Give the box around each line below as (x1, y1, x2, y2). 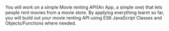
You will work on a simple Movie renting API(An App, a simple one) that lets (5, 4, 162, 10)
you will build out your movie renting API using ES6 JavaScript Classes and (5, 15, 162, 20)
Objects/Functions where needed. (5, 20, 76, 26)
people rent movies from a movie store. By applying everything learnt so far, (5, 9, 164, 15)
